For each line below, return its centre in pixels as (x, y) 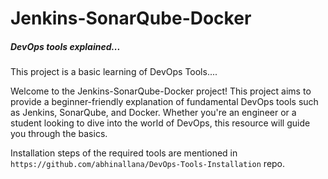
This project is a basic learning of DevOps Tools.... (114, 72)
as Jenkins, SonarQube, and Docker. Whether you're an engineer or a (153, 113)
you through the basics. (59, 134)
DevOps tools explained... (65, 46)
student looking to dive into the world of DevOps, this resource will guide (160, 123)
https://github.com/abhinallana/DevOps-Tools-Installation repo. (148, 164)
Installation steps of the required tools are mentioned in (124, 153)
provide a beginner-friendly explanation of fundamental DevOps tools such (164, 102)
